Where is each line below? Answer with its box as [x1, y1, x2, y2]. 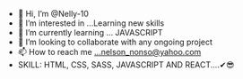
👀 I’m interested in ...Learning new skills [17, 18, 165, 28]
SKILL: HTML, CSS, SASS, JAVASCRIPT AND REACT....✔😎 [17, 59, 235, 70]
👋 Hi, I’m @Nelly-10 [17, 9, 90, 19]
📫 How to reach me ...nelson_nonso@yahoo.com [17, 47, 202, 57]
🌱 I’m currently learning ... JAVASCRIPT [17, 28, 163, 37]
